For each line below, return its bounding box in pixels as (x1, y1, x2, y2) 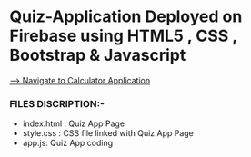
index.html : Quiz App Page (22, 118, 125, 129)
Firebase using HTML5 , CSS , (9, 25, 238, 46)
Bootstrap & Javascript (9, 45, 186, 65)
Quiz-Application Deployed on (9, 6, 243, 27)
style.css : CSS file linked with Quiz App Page (22, 128, 194, 139)
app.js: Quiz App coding (22, 138, 114, 149)
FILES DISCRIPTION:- (9, 97, 105, 110)
